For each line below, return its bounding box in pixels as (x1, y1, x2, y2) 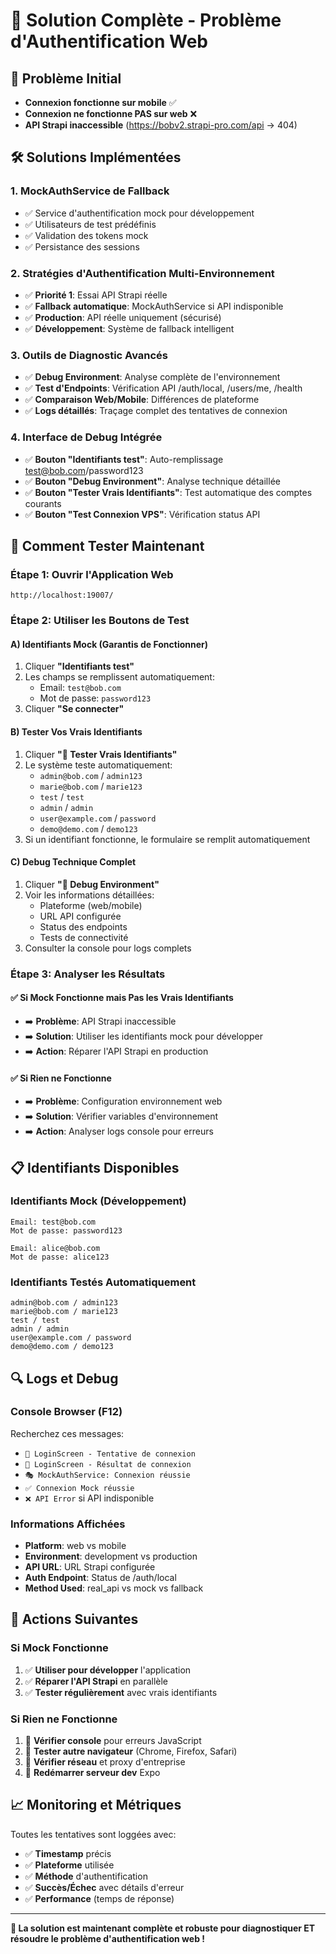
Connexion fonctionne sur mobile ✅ (24, 97, 177, 108)
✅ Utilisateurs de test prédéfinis (24, 218, 157, 230)
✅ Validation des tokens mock (24, 229, 149, 241)
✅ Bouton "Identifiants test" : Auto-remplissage (24, 453, 224, 465)
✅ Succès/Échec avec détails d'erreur (24, 1881, 185, 1893)
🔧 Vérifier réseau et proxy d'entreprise (24, 1756, 186, 1768)
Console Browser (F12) (10, 1405, 123, 1419)
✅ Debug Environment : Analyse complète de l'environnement (24, 371, 281, 383)
